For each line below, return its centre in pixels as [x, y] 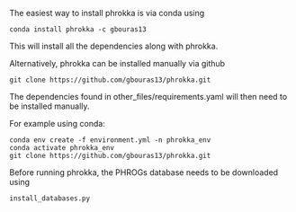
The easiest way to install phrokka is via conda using [107, 13]
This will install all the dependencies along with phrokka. [114, 46]
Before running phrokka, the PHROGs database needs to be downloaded [144, 172]
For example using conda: [57, 124]
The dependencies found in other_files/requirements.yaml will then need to [148, 97]
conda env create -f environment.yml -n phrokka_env [110, 140]
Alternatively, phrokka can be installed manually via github [117, 63]
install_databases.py [50, 199]
